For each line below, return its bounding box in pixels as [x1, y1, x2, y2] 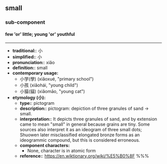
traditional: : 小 [12, 47, 43, 54]
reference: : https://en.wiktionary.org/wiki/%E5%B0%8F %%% [19, 153, 149, 159]
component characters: [19, 142, 70, 148]
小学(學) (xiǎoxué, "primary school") [19, 76, 94, 82]
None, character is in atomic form [27, 148, 96, 154]
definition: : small [12, 65, 48, 71]
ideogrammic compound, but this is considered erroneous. [19, 137, 140, 143]
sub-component [5, 19, 46, 26]
